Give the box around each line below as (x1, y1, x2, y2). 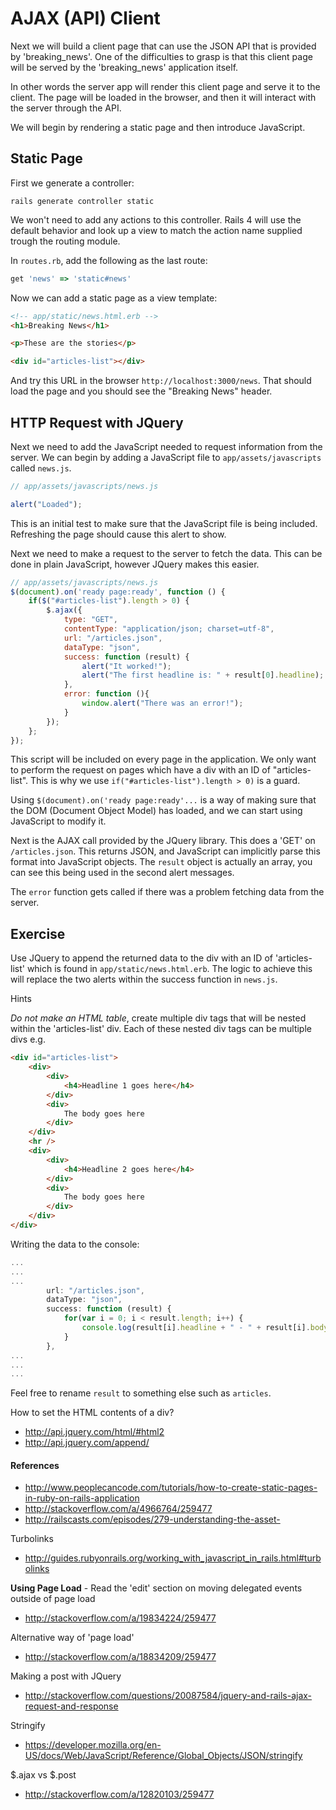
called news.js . (10, 462, 72, 474)
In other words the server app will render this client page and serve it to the (10, 80, 321, 92)
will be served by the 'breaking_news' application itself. (10, 61, 239, 73)
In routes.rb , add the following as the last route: (10, 254, 208, 266)
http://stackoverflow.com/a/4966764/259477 (24, 1503, 213, 1515)
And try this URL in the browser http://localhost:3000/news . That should (10, 375, 312, 387)
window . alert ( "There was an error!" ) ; (81, 698, 244, 709)
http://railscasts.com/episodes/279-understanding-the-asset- (24, 1513, 281, 1526)
